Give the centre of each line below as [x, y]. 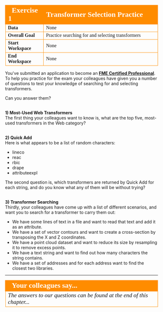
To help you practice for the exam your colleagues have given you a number [81, 78]
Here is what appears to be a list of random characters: [60, 143]
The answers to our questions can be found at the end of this [78, 295]
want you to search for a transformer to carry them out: [60, 212]
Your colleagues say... [45, 286]
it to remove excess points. [39, 248]
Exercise [25, 10]
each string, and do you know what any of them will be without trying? [75, 187]
